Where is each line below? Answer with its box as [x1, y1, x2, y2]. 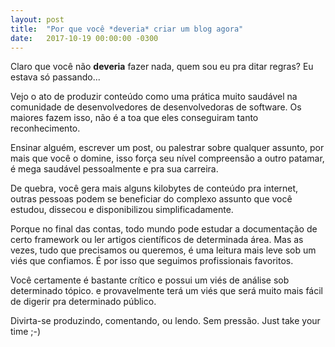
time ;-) [10, 326, 42, 338]
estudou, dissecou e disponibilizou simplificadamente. [10, 204, 234, 216]
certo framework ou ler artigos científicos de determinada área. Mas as [10, 234, 304, 246]
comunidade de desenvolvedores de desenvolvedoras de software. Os [10, 101, 302, 113]
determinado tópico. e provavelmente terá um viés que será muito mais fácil [10, 285, 323, 297]
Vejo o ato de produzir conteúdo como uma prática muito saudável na [10, 91, 298, 103]
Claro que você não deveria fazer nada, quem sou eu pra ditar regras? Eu [10, 61, 314, 73]
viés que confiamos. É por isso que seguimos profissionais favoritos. [10, 255, 294, 267]
